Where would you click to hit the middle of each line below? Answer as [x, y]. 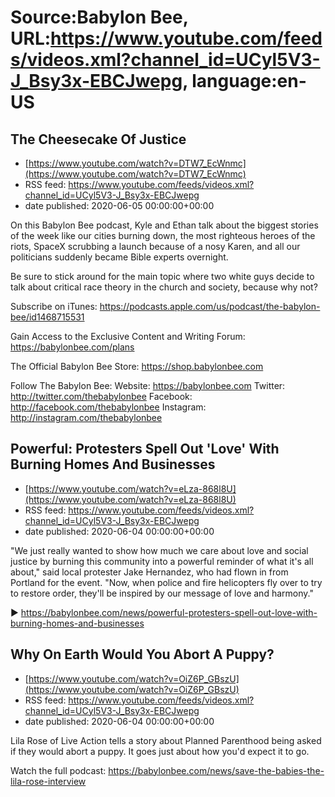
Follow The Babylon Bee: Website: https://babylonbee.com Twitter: [148, 385]
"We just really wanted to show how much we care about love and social [159, 550]
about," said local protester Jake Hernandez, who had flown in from [149, 572]
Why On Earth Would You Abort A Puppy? [142, 654]
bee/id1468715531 [47, 317]
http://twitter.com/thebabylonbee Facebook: [101, 396]
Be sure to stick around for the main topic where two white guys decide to [162, 276]
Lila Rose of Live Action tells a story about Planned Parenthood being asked [166, 740]
